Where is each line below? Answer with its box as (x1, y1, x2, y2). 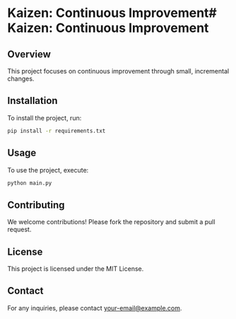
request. (7, 225, 32, 234)
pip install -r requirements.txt (7, 127, 106, 134)
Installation (7, 95, 58, 107)
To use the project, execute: (7, 166, 89, 174)
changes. (7, 74, 35, 83)
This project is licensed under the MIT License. (7, 265, 144, 273)
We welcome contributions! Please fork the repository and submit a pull (7, 218, 216, 226)
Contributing (7, 199, 65, 211)
